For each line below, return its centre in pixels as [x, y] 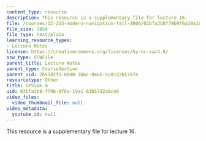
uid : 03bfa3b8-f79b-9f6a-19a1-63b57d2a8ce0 [63, 92]
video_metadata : [27, 108]
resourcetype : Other [33, 80]
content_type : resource [37, 12]
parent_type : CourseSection [42, 69]
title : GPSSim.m [27, 86]
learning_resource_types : [39, 40]
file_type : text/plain [35, 35]
